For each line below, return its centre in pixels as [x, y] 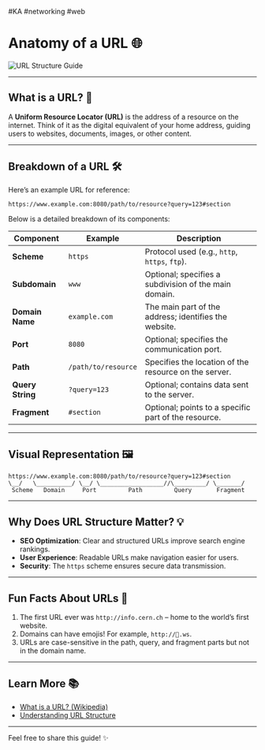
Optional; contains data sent [197, 384]
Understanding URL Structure [67, 715]
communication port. [183, 349]
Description [199, 238]
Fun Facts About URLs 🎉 [68, 598]
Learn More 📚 [44, 684]
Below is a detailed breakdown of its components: [89, 218]
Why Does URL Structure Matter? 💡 [96, 522]
